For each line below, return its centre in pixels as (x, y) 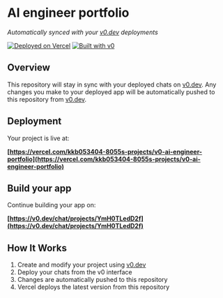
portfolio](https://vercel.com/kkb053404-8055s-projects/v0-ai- (104, 159)
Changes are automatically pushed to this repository (92, 280)
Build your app (39, 188)
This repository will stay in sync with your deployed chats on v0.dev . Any (112, 84)
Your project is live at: (38, 138)
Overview (29, 68)
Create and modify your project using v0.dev (82, 265)
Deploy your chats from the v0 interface (75, 272)
